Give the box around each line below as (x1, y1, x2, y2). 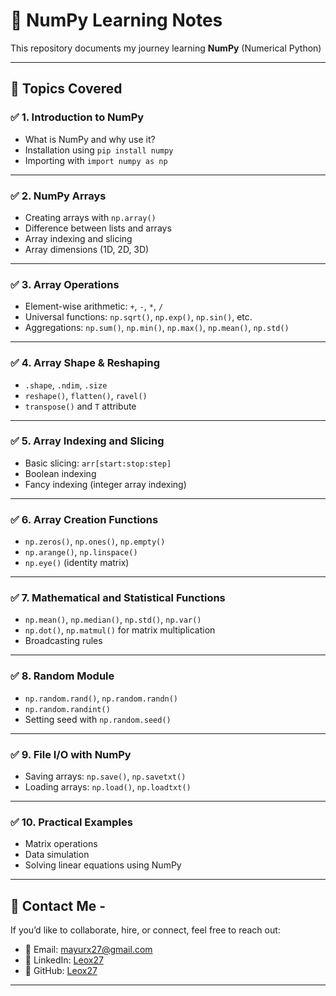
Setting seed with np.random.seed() (24, 713, 172, 725)
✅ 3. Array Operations (10, 277, 120, 291)
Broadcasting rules (24, 635, 103, 647)
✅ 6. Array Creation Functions (10, 512, 159, 526)
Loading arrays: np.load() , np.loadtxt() (24, 781, 192, 793)
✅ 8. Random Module (10, 669, 115, 683)
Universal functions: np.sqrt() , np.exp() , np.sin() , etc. (24, 311, 253, 323)
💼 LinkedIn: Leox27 (24, 954, 104, 966)
